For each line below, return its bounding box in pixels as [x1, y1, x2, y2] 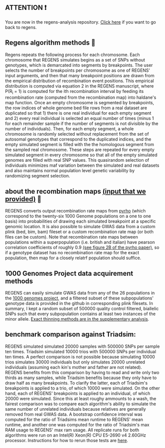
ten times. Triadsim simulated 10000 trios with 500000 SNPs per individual [5, 348, 156, 355]
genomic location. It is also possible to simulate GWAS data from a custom [5, 224, 156, 230]
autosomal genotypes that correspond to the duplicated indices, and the [5, 136, 151, 142]
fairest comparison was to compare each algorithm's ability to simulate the [5, 401, 156, 407]
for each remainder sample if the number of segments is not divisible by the [5, 120, 159, 126]
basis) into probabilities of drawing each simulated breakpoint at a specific [5, 218, 156, 224]
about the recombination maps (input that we [5, 187, 146, 195]
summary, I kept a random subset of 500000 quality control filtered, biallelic [5, 306, 159, 312]
